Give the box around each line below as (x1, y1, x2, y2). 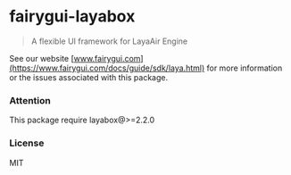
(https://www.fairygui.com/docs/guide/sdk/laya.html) (9, 62, 205, 73)
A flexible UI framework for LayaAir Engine (30, 36, 188, 46)
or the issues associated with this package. (9, 71, 169, 82)
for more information (206, 62, 283, 73)
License (9, 137, 45, 149)
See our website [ (9, 53, 74, 63)
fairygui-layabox (9, 6, 136, 27)
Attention (9, 94, 51, 106)
